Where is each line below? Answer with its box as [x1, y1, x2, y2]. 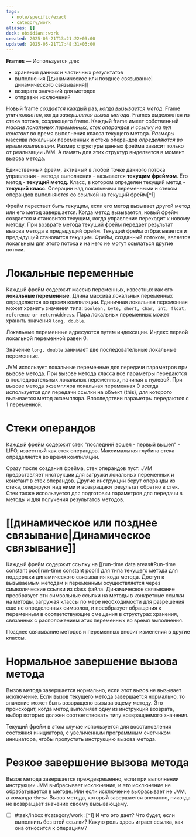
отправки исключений [14, 93, 71, 100]
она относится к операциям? [14, 824, 88, 831]
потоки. [6, 246, 25, 253]
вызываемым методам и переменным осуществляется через [6, 579, 161, 586]
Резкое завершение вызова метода [6, 756, 189, 769]
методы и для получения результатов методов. [6, 496, 125, 503]
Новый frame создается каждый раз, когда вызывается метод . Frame [6, 105, 181, 112]
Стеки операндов [6, 421, 97, 434]
